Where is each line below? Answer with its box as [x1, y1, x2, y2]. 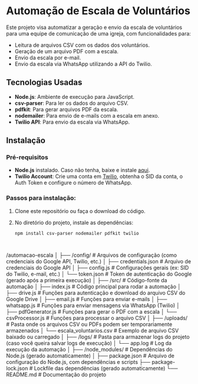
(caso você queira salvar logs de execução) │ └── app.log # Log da [6, 339, 172, 347]
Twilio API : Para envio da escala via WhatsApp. [14, 118, 130, 125]
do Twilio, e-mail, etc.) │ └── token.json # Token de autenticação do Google [6, 270, 192, 277]
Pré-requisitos [6, 153, 48, 162]
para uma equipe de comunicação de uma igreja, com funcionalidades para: [6, 30, 192, 37]
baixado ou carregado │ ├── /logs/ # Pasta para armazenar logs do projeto [6, 333, 190, 340]
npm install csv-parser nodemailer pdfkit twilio [14, 230, 140, 236]
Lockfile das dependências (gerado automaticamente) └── [34, 364, 178, 372]
